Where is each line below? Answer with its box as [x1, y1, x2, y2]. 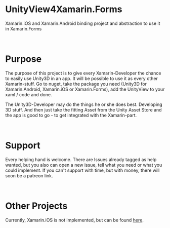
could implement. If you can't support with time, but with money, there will [5, 167, 160, 173]
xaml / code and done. [5, 91, 52, 97]
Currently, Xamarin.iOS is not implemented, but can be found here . [5, 217, 144, 223]
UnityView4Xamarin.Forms [5, 4, 122, 15]
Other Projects [5, 200, 68, 211]
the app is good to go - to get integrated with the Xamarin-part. [5, 112, 137, 118]
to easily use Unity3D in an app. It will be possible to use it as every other [5, 75, 158, 82]
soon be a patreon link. [5, 172, 53, 178]
